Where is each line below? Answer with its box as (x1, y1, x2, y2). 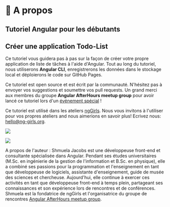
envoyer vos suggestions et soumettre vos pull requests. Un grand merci (5, 87, 157, 93)
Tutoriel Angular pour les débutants (5, 25, 120, 34)
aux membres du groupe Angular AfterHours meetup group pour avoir (5, 93, 154, 99)
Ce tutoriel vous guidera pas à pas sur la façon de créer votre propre (5, 55, 149, 62)
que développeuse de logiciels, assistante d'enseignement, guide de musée (5, 169, 164, 175)
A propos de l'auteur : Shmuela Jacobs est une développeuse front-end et (5, 147, 161, 154)
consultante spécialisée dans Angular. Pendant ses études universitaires (5, 153, 157, 159)
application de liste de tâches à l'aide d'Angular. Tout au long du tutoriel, (5, 61, 156, 67)
